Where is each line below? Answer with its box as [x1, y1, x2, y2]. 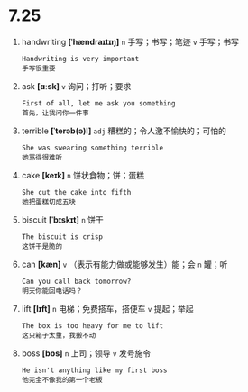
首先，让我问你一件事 [21, 108, 89, 117]
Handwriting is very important [21, 54, 140, 63]
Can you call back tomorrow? [21, 277, 132, 286]
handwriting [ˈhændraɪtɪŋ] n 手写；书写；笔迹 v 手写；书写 [21, 36, 240, 47]
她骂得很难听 [21, 152, 63, 162]
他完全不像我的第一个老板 [21, 375, 103, 384]
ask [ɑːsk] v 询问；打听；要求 [21, 80, 132, 91]
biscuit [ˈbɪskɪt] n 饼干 [21, 214, 105, 225]
